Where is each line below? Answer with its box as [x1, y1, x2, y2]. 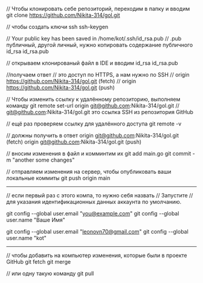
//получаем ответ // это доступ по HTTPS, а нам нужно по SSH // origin [6, 71, 190, 78]
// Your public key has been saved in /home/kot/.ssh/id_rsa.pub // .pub [6, 35, 182, 42]
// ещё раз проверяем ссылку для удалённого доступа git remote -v [6, 120, 182, 127]
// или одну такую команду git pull [6, 270, 94, 277]
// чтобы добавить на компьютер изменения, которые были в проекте [6, 252, 187, 259]
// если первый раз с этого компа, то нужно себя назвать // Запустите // [6, 192, 193, 199]
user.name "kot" [6, 235, 47, 241]
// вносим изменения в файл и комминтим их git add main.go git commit [6, 150, 192, 157]
